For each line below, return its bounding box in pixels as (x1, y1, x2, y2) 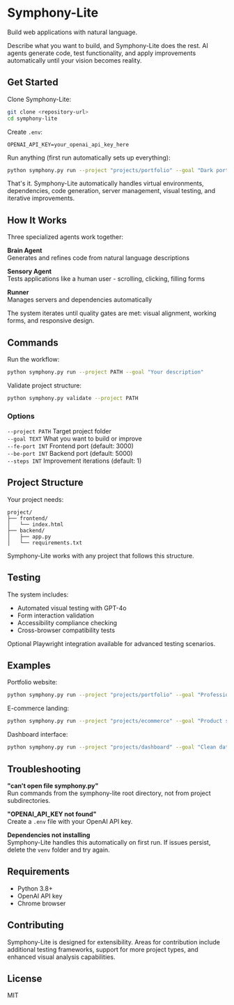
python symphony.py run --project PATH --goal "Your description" (7, 369, 204, 376)
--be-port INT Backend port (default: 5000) (7, 450, 134, 458)
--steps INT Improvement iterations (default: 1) (7, 457, 142, 465)
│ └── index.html (7, 521, 64, 528)
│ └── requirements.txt (7, 539, 82, 546)
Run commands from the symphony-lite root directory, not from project (7, 789, 211, 797)
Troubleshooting (7, 763, 81, 775)
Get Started (7, 77, 58, 89)
